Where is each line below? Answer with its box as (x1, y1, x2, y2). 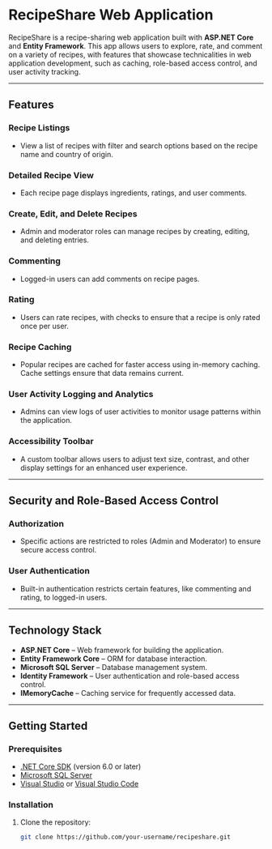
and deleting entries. (19, 235, 89, 245)
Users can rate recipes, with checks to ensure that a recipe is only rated (19, 312, 261, 322)
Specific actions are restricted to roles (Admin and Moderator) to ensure (19, 536, 261, 546)
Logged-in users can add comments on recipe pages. (19, 274, 200, 284)
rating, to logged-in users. (19, 592, 108, 602)
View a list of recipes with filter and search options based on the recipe (19, 140, 258, 151)
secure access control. (19, 545, 97, 555)
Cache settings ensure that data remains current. (19, 369, 185, 378)
